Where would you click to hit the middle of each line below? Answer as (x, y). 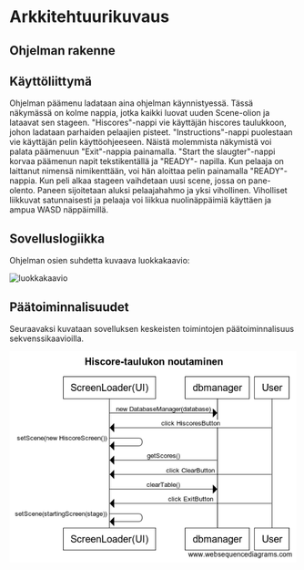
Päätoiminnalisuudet (69, 307)
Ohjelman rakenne (62, 51)
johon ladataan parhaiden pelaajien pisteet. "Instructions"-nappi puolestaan (151, 132)
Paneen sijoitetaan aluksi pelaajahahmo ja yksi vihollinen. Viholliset (163, 191)
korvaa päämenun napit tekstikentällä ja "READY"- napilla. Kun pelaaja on (147, 161)
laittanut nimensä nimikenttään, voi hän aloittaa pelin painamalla (129, 171)
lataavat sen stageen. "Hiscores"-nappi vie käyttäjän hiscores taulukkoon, (148, 123)
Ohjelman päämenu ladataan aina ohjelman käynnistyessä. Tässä (131, 103)
